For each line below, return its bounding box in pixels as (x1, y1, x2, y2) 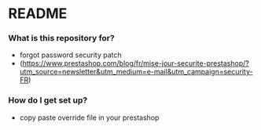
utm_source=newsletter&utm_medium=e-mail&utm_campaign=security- (19, 67, 253, 77)
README (8, 5, 68, 23)
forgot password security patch (19, 50, 122, 60)
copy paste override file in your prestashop (19, 113, 160, 122)
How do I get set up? (8, 95, 88, 106)
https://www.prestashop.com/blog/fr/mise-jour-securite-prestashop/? (22, 59, 249, 68)
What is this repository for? (8, 33, 116, 44)
